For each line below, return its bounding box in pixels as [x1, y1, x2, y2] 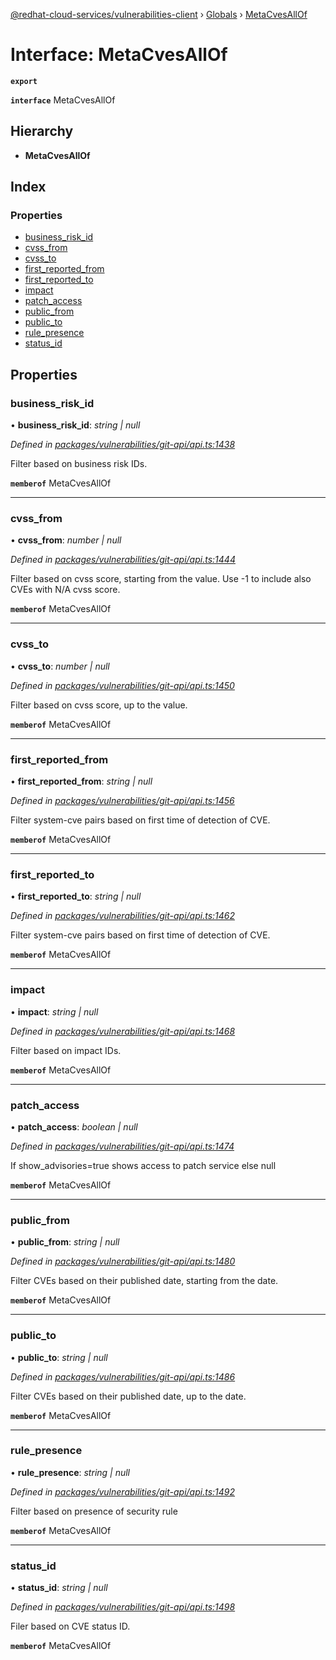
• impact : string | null [10, 1005, 99, 1018]
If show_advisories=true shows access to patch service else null [10, 1159, 277, 1171]
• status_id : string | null [10, 1582, 108, 1594]
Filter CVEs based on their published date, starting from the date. [10, 1275, 279, 1287]
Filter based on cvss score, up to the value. [10, 699, 188, 711]
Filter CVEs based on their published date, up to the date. [10, 1390, 247, 1402]
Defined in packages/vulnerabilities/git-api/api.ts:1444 [10, 554, 236, 566]
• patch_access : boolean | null [10, 1120, 138, 1133]
